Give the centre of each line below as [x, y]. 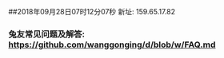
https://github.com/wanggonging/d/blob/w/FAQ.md [112, 44]
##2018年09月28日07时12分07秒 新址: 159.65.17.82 [92, 12]
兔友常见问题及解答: [47, 34]
